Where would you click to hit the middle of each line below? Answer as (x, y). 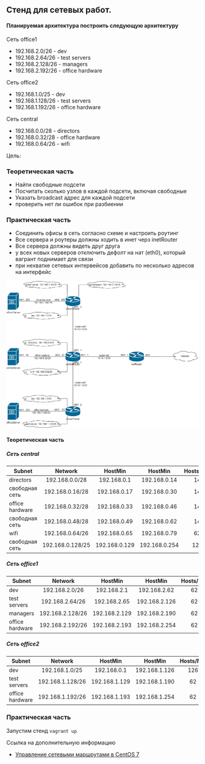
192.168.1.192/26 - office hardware (58, 107)
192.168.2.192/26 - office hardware (59, 70)
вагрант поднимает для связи (54, 259)
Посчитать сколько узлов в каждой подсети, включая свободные (101, 191)
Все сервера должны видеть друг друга (67, 246)
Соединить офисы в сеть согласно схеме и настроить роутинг (97, 233)
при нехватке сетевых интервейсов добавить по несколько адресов (105, 265)
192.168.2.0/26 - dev (41, 51)
